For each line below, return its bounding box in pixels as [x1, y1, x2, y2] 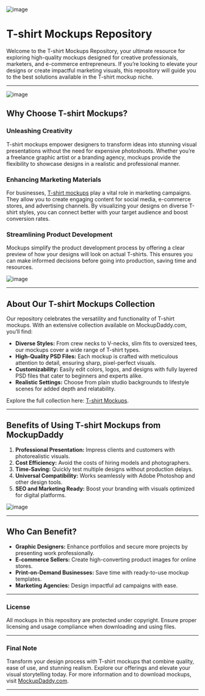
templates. [15, 575, 42, 583]
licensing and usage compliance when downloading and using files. [6, 623, 177, 630]
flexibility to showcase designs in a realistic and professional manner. [6, 160, 181, 167]
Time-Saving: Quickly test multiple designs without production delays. [15, 465, 193, 473]
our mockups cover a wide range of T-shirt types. [15, 346, 140, 354]
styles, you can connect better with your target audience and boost [19, 208, 188, 216]
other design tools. [15, 478, 63, 486]
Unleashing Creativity [6, 127, 73, 135]
